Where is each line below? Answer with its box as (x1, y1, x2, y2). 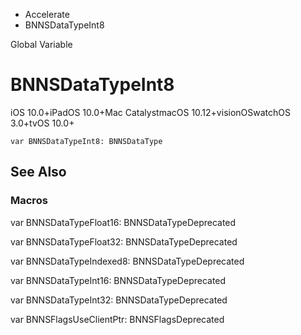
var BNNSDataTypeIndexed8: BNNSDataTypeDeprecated (10, 255, 245, 267)
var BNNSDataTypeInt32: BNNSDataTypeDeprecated (10, 294, 228, 306)
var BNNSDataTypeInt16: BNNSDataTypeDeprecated (10, 274, 227, 286)
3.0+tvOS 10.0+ (10, 117, 75, 129)
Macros (10, 194, 48, 208)
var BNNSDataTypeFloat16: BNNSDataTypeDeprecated (10, 216, 237, 228)
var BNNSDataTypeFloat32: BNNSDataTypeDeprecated (10, 235, 238, 248)
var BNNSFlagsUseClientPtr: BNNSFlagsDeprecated (10, 313, 225, 325)
